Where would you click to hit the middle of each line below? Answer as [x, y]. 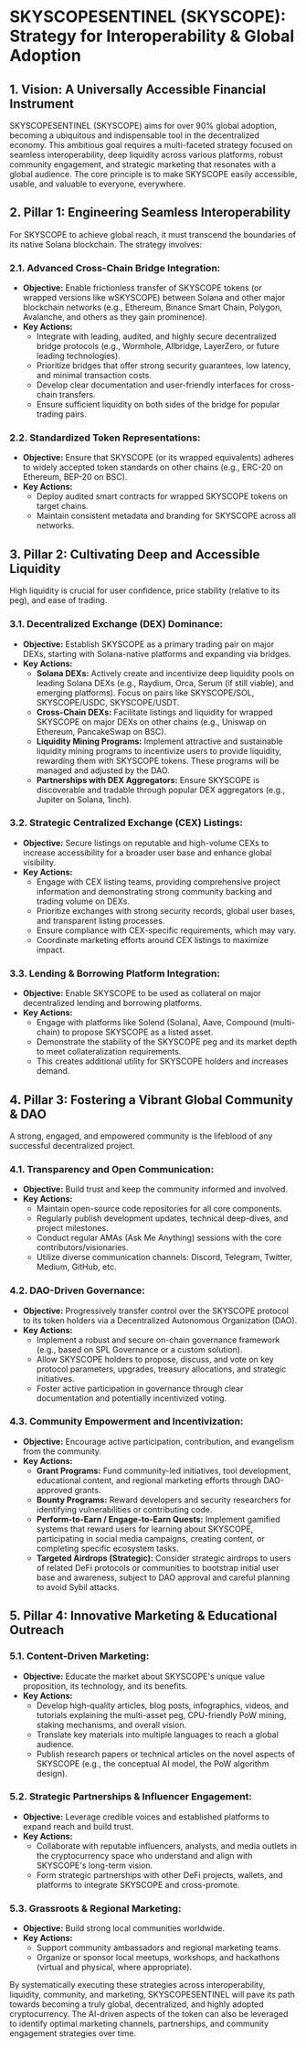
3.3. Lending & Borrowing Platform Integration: [115, 973]
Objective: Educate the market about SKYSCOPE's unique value [143, 1676]
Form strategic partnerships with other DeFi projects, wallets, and [159, 1874]
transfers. [77, 395]
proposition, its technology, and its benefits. [105, 1686]
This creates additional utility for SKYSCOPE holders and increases [162, 1061]
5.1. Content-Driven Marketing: [79, 1656]
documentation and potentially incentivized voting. [131, 1398]
